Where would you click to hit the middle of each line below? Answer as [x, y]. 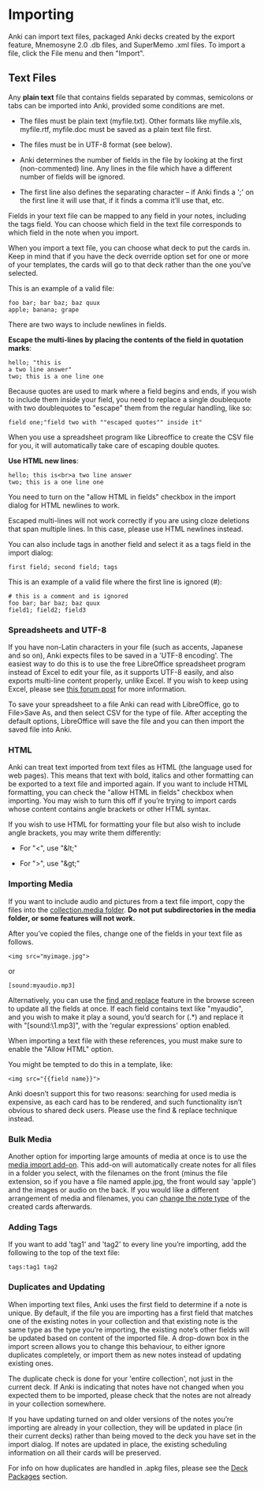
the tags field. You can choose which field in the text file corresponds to [125, 224]
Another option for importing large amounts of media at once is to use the [128, 1156]
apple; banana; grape [44, 310]
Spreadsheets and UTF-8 [58, 630]
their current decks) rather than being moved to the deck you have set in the [132, 1435]
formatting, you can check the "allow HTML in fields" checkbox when [121, 793]
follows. [21, 941]
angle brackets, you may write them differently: [85, 833]
